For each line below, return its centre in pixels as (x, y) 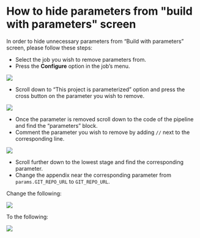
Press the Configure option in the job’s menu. (72, 66)
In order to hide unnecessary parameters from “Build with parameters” (95, 41)
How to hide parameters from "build (99, 11)
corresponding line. (40, 138)
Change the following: (34, 193)
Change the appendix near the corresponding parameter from (93, 175)
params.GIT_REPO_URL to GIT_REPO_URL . (62, 181)
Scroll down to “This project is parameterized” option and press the (100, 89)
